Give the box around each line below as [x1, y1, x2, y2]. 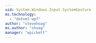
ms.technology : [5, 12, 36, 17]
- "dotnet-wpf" [9, 16, 41, 21]
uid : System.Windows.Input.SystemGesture [5, 7, 92, 12]
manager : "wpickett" [5, 30, 48, 35]
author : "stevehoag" [5, 21, 48, 26]
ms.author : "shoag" [5, 26, 45, 31]
